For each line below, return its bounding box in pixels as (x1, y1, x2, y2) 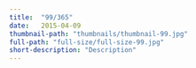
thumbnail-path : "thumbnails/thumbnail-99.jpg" (9, 29, 189, 38)
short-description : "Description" (9, 46, 137, 55)
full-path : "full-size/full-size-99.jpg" (9, 37, 165, 47)
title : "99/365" (9, 12, 74, 22)
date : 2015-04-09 (9, 21, 82, 30)
